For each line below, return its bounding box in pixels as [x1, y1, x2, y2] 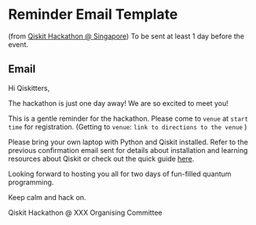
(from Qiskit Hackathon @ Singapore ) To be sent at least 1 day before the [8, 31, 245, 41]
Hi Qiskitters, [8, 83, 50, 93]
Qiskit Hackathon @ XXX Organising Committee [8, 208, 163, 217]
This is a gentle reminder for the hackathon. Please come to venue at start [8, 114, 249, 123]
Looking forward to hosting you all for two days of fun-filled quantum [8, 169, 232, 178]
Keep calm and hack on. [8, 192, 86, 201]
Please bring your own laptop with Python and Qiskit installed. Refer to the [8, 137, 249, 147]
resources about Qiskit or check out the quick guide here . [8, 154, 195, 163]
